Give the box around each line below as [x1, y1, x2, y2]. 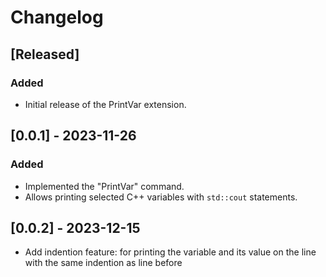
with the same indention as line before [24, 257, 183, 269]
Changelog [10, 6, 104, 29]
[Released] [10, 46, 80, 63]
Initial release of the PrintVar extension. [24, 98, 187, 110]
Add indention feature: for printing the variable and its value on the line [24, 246, 317, 258]
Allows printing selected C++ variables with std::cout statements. [24, 191, 298, 203]
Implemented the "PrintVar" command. [24, 180, 185, 192]
